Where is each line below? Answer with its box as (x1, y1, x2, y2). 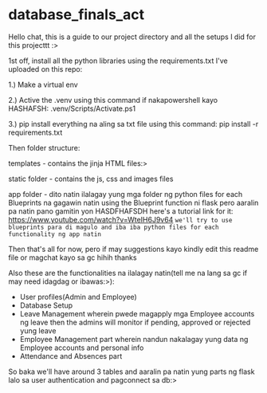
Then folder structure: (8, 143, 80, 152)
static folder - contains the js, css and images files (8, 174, 174, 183)
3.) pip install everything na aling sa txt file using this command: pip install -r (8, 119, 259, 128)
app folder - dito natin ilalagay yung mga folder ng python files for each (8, 189, 243, 198)
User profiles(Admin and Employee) (19, 292, 137, 301)
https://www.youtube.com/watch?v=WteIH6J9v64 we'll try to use (8, 214, 233, 224)
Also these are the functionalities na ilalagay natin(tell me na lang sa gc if (8, 268, 248, 277)
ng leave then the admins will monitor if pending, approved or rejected (19, 317, 251, 327)
